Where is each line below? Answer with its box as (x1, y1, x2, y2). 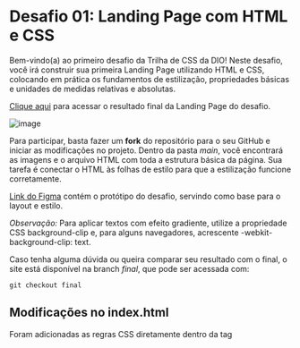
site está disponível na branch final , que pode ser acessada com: (9, 263, 250, 274)
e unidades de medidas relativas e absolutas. (9, 83, 176, 94)
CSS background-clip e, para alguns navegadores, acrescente (9, 226, 239, 238)
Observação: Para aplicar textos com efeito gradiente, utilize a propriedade (9, 217, 287, 228)
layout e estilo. (9, 199, 64, 211)
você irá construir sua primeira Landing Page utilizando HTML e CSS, (9, 64, 265, 75)
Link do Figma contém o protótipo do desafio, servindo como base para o (9, 191, 281, 201)
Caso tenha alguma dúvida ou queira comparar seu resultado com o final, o (9, 253, 288, 265)
